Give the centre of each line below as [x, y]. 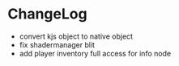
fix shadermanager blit [57, 44]
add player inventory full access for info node [95, 53]
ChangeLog [47, 14]
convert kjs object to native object [76, 36]
